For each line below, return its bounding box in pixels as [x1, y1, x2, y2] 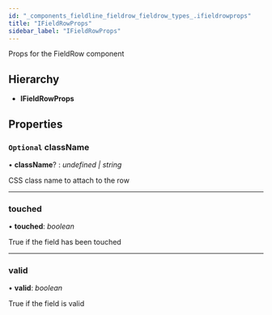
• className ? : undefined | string [8, 159, 122, 170]
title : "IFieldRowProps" [8, 19, 92, 27]
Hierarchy [8, 72, 60, 86]
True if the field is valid [8, 299, 85, 309]
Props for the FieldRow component [8, 49, 125, 59]
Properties [8, 117, 63, 131]
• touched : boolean [8, 221, 74, 231]
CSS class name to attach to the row [8, 175, 130, 185]
